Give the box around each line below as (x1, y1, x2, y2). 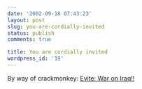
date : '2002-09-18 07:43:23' (7, 10, 92, 17)
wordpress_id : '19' (7, 55, 64, 63)
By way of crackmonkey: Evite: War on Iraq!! (7, 74, 135, 82)
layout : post (7, 17, 45, 24)
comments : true (7, 36, 52, 43)
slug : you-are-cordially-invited (7, 23, 105, 30)
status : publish (7, 29, 55, 37)
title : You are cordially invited (7, 49, 108, 56)
